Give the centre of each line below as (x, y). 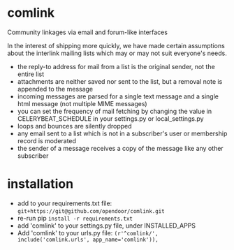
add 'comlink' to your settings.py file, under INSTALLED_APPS (107, 226)
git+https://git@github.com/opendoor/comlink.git (91, 211)
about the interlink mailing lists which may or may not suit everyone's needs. (117, 53)
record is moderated (47, 140)
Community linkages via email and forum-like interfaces (87, 32)
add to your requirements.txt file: (65, 203)
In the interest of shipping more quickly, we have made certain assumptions (116, 45)
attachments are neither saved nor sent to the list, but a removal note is (120, 81)
